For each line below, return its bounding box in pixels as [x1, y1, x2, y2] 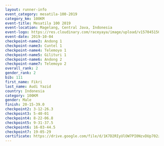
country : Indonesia [5, 89, 45, 93]
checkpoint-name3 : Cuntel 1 [5, 43, 62, 48]
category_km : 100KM [5, 16, 45, 21]
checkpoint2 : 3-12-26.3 [5, 107, 54, 112]
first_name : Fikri [5, 79, 42, 84]
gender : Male [5, 98, 32, 103]
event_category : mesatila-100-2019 [5, 12, 78, 17]
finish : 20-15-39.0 [5, 102, 45, 107]
